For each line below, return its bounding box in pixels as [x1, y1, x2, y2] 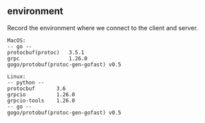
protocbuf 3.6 [7, 85, 67, 92]
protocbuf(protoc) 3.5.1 [7, 49, 85, 56]
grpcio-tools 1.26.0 [7, 97, 76, 104]
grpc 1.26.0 [7, 55, 88, 62]
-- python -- [7, 79, 45, 86]
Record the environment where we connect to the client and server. [7, 23, 198, 32]
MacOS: [7, 37, 26, 44]
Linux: [7, 73, 26, 80]
